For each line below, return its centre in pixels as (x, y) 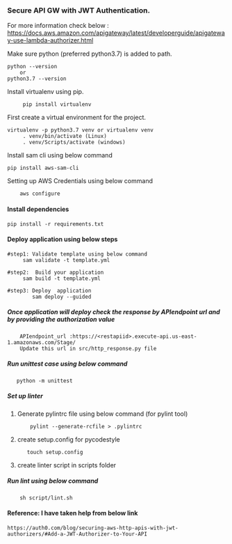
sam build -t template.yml (61, 278)
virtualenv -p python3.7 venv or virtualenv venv (81, 130)
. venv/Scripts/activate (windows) (74, 142)
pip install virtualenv (57, 104)
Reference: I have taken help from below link (73, 513)
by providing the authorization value (61, 320)
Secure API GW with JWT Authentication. (79, 10)
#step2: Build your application (56, 272)
